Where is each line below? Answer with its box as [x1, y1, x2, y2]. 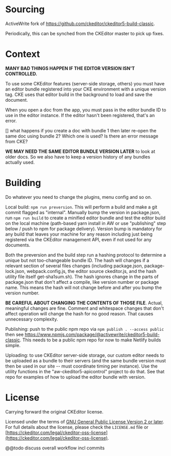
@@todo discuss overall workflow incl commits [5, 445, 105, 451]
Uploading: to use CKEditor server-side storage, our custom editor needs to [5, 352, 164, 358]
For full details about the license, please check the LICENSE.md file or [5, 424, 149, 430]
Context [5, 49, 40, 60]
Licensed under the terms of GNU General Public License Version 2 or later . [5, 418, 164, 425]
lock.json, [5, 268, 26, 274]
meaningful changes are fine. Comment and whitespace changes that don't [5, 305, 164, 311]
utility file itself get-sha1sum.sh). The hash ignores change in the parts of [5, 273, 159, 280]
